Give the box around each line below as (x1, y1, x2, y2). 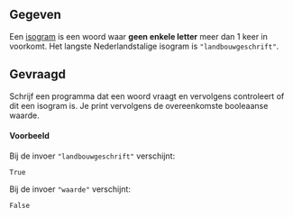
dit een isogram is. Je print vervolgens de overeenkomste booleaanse (9, 100, 269, 111)
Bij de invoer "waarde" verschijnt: (9, 184, 131, 194)
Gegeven (9, 7, 61, 23)
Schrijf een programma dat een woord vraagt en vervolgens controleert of (9, 90, 285, 102)
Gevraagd (9, 67, 66, 82)
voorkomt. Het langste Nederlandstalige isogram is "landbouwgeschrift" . (9, 41, 279, 51)
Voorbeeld (9, 131, 50, 141)
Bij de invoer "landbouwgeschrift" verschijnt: (9, 150, 176, 161)
